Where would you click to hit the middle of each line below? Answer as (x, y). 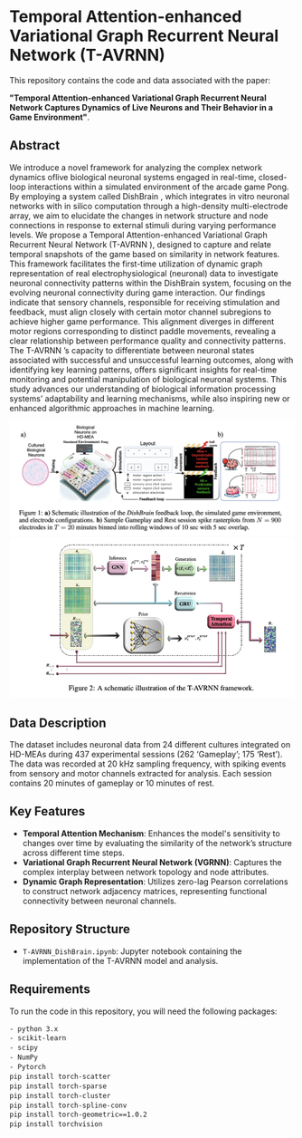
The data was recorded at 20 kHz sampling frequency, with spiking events (148, 764)
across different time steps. (73, 853)
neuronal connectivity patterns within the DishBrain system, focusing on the (151, 283)
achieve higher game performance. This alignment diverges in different (142, 321)
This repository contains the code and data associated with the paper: (140, 80)
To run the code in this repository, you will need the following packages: (143, 1011)
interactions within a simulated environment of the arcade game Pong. (158, 187)
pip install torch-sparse (58, 1086)
